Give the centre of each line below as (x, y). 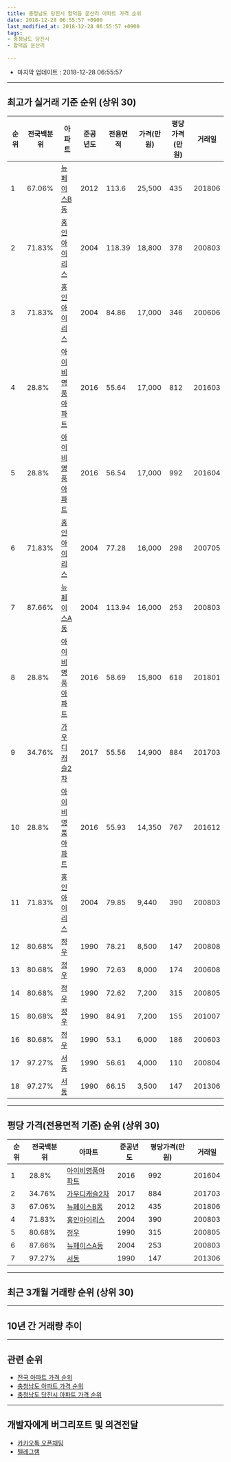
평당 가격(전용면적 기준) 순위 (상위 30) (84, 1126)
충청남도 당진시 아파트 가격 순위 (59, 1395)
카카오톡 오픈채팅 (40, 1443)
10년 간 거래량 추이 (45, 1326)
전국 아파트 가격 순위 (45, 1378)
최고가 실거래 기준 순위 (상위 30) (72, 102)
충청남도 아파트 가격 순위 (50, 1386)
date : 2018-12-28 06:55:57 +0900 (55, 20)
